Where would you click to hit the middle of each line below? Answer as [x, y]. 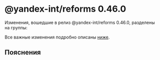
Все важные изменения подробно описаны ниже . [57, 37]
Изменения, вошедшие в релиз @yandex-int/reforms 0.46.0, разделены [80, 22]
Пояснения [23, 52]
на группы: [16, 27]
